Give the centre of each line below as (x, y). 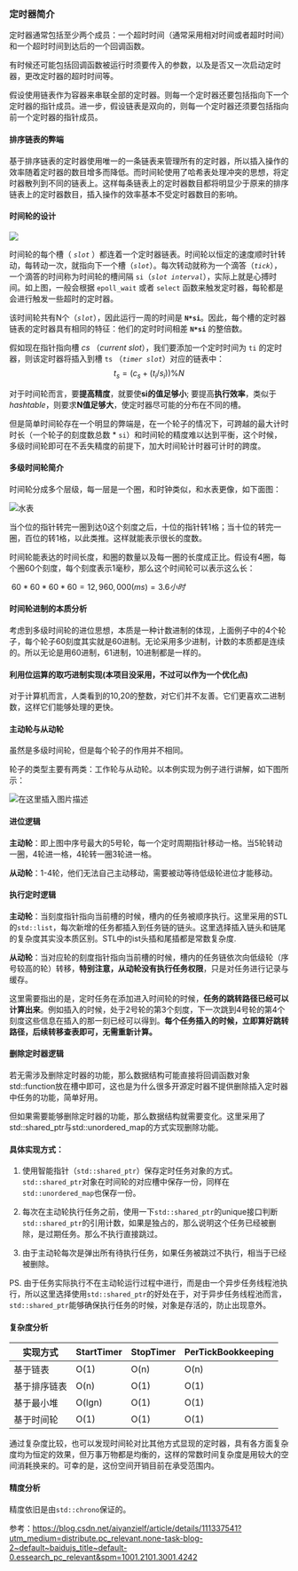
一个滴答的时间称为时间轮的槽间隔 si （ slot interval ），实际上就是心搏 (139, 276)
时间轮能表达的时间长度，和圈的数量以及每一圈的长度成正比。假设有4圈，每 (148, 556)
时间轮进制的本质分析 (48, 609)
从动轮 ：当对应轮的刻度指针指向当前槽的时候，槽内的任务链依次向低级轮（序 (149, 957)
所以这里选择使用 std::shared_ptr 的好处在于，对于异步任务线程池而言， (155, 1294)
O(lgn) (89, 1403)
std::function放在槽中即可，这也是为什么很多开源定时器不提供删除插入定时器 (149, 1086)
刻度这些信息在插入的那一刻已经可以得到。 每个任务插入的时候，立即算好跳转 (149, 1020)
